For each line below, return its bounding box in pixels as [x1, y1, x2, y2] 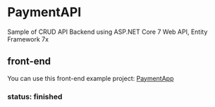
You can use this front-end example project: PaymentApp [7, 74, 174, 82]
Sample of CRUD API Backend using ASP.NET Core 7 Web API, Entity [7, 27, 208, 36]
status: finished [7, 92, 63, 101]
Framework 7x [7, 34, 49, 43]
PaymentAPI [7, 4, 82, 20]
